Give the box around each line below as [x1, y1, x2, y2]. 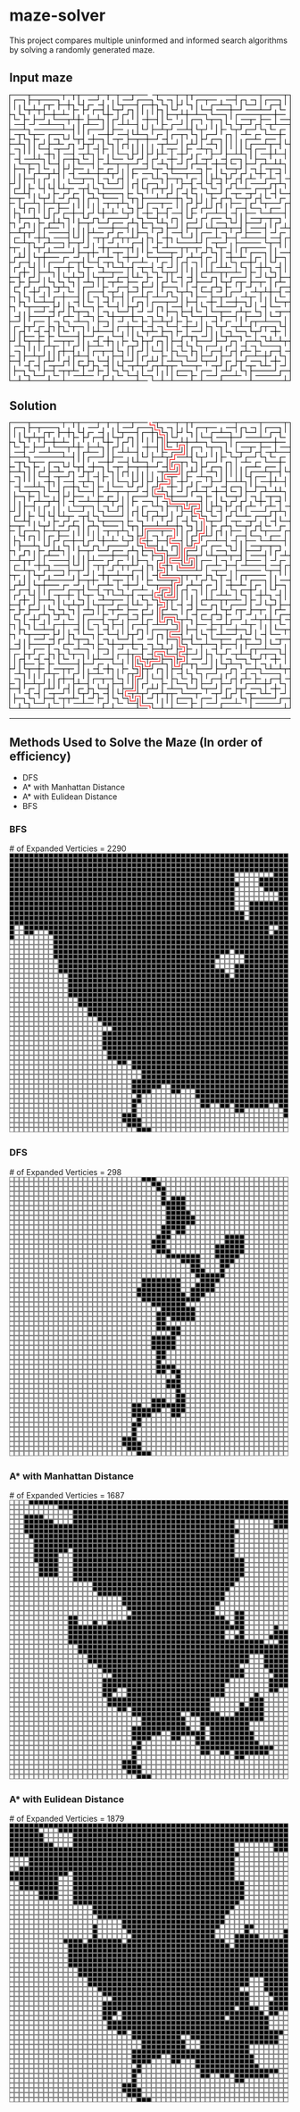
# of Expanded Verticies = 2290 [9, 843, 127, 854]
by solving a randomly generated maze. [9, 44, 155, 54]
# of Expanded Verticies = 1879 [9, 1814, 125, 1824]
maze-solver [9, 5, 106, 26]
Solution [9, 398, 57, 413]
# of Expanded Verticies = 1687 [9, 1490, 125, 1500]
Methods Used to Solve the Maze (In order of [9, 734, 263, 750]
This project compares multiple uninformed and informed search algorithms [9, 35, 288, 46]
